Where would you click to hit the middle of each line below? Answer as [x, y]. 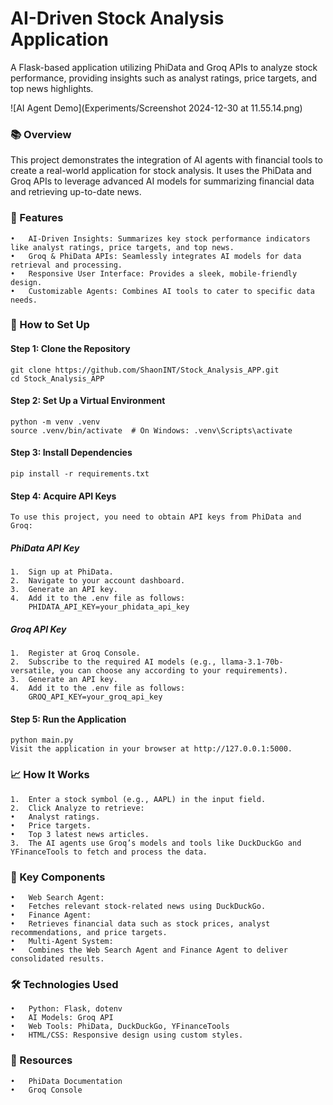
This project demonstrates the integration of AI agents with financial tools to [166, 160]
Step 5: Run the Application [68, 719]
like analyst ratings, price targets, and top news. [122, 247]
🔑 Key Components [58, 877]
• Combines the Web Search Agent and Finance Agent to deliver [149, 950]
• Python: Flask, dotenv [66, 1009]
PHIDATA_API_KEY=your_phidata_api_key [109, 607]
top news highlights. [52, 88]
